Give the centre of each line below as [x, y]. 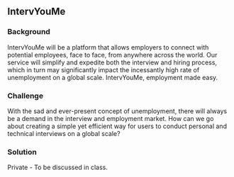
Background [29, 32]
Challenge [26, 96]
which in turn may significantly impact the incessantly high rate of [104, 69]
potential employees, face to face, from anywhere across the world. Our [112, 55]
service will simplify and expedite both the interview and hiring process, [112, 62]
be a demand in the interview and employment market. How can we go [111, 118]
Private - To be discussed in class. [58, 167]
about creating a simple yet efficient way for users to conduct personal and [117, 126]
